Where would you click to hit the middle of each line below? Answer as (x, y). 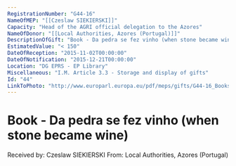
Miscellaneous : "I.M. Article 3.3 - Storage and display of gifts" (108, 72)
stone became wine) (68, 135)
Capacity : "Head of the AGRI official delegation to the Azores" (105, 27)
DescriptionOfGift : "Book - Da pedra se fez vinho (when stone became (113, 40)
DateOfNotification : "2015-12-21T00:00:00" (72, 60)
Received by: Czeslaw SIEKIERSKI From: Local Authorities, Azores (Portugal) (118, 155)
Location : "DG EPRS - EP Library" (58, 66)
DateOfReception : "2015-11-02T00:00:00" (67, 53)
